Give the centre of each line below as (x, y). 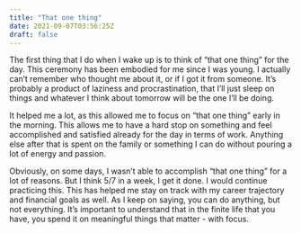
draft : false (34, 34)
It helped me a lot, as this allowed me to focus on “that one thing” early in (145, 116)
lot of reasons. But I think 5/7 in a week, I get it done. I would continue (138, 181)
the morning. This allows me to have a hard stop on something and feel (141, 125)
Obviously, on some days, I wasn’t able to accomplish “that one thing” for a (148, 171)
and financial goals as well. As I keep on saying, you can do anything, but (145, 200)
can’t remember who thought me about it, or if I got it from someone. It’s (143, 79)
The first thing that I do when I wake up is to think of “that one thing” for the (149, 60)
